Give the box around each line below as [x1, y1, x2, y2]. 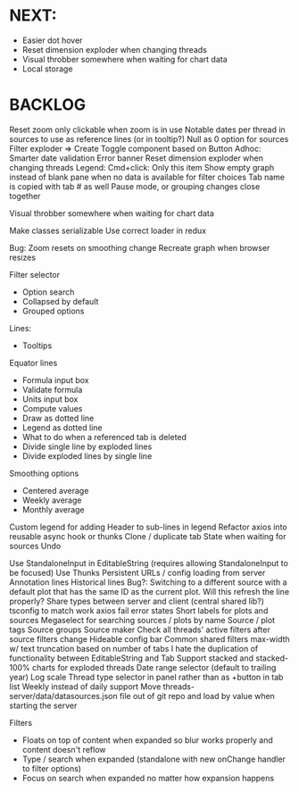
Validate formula [21, 384, 83, 395]
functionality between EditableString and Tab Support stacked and [9, 653, 254, 663]
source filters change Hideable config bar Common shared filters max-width [9, 633, 290, 644]
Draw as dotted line [21, 413, 95, 423]
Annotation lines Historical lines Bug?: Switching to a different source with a [9, 577, 287, 588]
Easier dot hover [21, 35, 83, 46]
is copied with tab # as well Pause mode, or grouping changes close [9, 180, 261, 192]
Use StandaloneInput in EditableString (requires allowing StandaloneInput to [9, 557, 288, 568]
